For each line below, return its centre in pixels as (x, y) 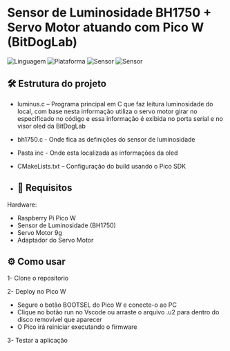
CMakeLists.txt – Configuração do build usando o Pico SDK (102, 166)
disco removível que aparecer (59, 320)
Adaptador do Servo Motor (55, 240)
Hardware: (22, 205)
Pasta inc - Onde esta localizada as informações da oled (97, 153)
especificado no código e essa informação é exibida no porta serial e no (120, 118)
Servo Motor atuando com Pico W (106, 27)
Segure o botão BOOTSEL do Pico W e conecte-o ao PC (97, 305)
